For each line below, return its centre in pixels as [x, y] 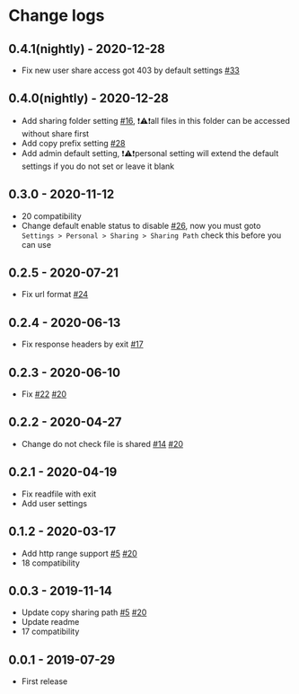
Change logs [57, 16]
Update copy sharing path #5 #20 [84, 612]
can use [36, 244]
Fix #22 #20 [44, 394]
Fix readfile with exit [58, 494]
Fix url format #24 [55, 294]
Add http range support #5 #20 [79, 553]
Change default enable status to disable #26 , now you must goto [141, 225]
